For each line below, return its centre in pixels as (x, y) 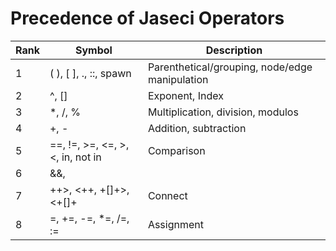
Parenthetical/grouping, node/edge (230, 67)
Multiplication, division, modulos (223, 112)
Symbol (93, 50)
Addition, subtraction (197, 128)
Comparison (176, 150)
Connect (167, 195)
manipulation (178, 79)
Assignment (175, 224)
